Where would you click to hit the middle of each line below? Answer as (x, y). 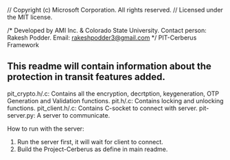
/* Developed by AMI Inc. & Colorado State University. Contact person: (107, 30)
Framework (23, 45)
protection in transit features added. (87, 77)
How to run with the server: (46, 129)
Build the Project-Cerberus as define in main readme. (92, 149)
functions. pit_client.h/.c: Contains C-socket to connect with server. (102, 108)
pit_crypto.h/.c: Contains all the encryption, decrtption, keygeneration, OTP (113, 93)
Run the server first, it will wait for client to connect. (90, 142)
